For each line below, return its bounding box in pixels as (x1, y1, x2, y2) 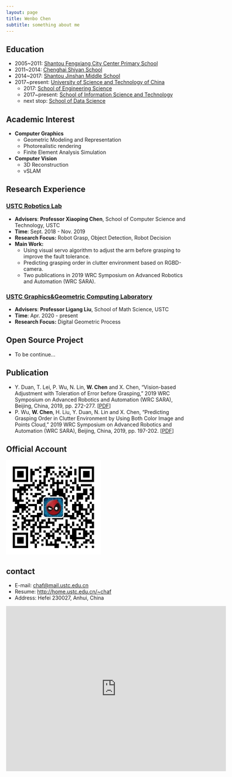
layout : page (6, 9, 38, 15)
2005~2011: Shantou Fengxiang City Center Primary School (14, 60, 158, 67)
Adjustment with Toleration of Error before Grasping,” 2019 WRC (14, 389, 170, 396)
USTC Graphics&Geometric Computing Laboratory (6, 292, 153, 301)
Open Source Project (6, 335, 84, 345)
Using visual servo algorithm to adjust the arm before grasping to (23, 247, 180, 254)
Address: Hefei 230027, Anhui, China (14, 594, 104, 601)
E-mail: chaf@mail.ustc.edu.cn (14, 582, 89, 589)
